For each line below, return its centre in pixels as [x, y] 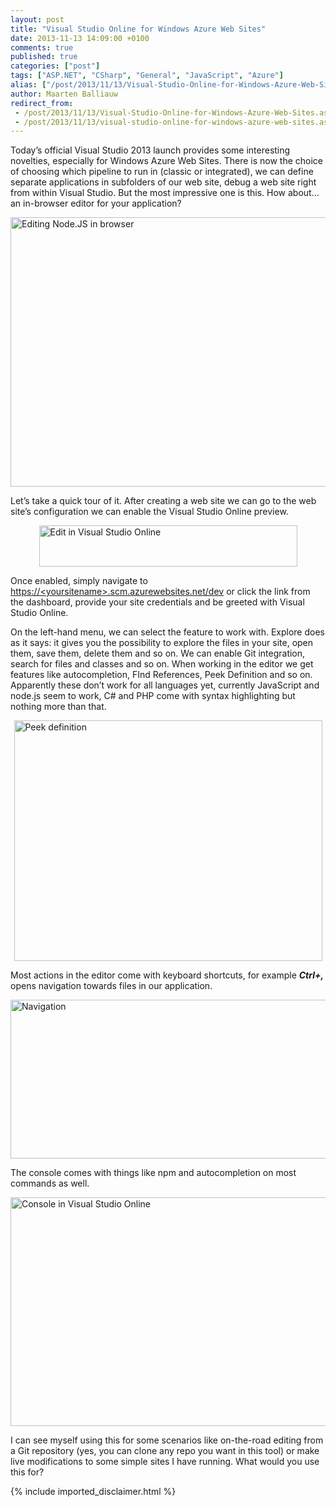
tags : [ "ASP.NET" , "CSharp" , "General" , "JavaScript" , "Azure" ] [147, 76]
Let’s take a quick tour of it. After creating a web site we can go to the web [163, 501]
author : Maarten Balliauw [64, 94]
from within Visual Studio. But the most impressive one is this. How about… [165, 193]
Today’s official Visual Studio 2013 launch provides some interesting [150, 150]
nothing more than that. [58, 707]
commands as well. [50, 1183]
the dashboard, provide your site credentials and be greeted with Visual [157, 602]
